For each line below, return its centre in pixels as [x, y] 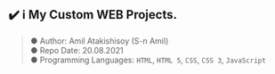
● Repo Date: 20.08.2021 [77, 50]
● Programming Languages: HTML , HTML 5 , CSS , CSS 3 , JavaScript [148, 60]
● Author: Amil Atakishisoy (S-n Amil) [99, 41]
